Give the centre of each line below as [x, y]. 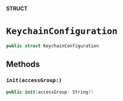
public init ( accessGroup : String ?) [50, 92]
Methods [23, 64]
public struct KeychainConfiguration [53, 46]
